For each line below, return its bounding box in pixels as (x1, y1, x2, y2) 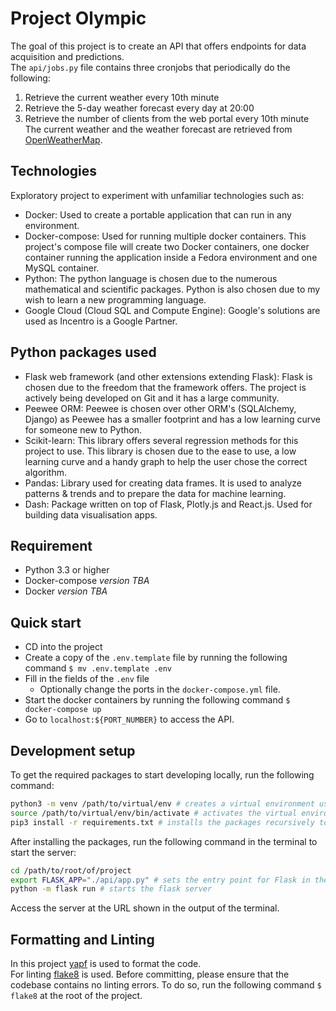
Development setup (10, 742, 136, 759)
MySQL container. (24, 262, 100, 274)
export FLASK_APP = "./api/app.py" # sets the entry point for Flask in (10, 875, 311, 885)
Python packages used (10, 344, 157, 361)
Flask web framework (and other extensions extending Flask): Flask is (24, 370, 313, 382)
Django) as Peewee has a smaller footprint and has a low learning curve (24, 413, 321, 425)
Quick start (10, 614, 82, 631)
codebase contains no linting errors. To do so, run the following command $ (10, 979, 322, 991)
